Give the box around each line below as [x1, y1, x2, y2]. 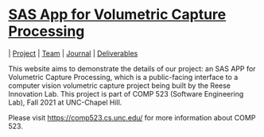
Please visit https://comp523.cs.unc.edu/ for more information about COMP [8, 112, 256, 122]
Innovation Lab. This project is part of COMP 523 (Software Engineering [8, 89, 244, 98]
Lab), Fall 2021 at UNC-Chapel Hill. [8, 97, 122, 107]
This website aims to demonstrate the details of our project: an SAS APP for [8, 63, 256, 73]
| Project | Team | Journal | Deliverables [8, 48, 138, 58]
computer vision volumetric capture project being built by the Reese [8, 81, 231, 90]
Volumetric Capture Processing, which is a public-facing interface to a [8, 72, 239, 82]
